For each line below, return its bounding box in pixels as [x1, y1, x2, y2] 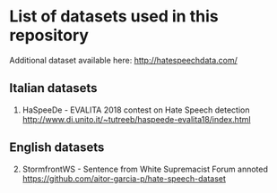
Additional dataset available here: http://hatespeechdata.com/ [9, 55, 238, 65]
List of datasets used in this [9, 6, 219, 27]
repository [9, 25, 90, 46]
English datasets [9, 140, 105, 155]
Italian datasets [9, 80, 98, 96]
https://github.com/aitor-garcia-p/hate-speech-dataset [22, 172, 227, 184]
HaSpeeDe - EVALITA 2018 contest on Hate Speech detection [22, 105, 250, 115]
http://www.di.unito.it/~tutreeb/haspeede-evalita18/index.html [22, 113, 251, 124]
